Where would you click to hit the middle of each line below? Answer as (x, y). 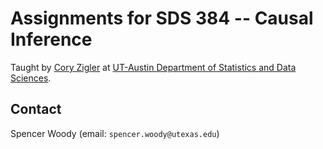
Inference (51, 39)
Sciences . (31, 78)
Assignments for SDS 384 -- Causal (162, 18)
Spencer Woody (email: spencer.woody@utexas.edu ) (115, 133)
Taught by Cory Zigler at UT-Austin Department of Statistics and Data (153, 67)
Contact (36, 109)
